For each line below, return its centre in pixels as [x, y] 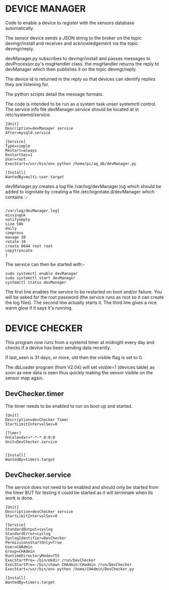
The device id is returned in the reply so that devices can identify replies [80, 79]
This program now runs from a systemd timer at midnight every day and [80, 342]
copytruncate [19, 251]
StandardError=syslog [28, 533]
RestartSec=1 [19, 155]
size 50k [14, 224]
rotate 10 [16, 241]
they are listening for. [27, 84]
